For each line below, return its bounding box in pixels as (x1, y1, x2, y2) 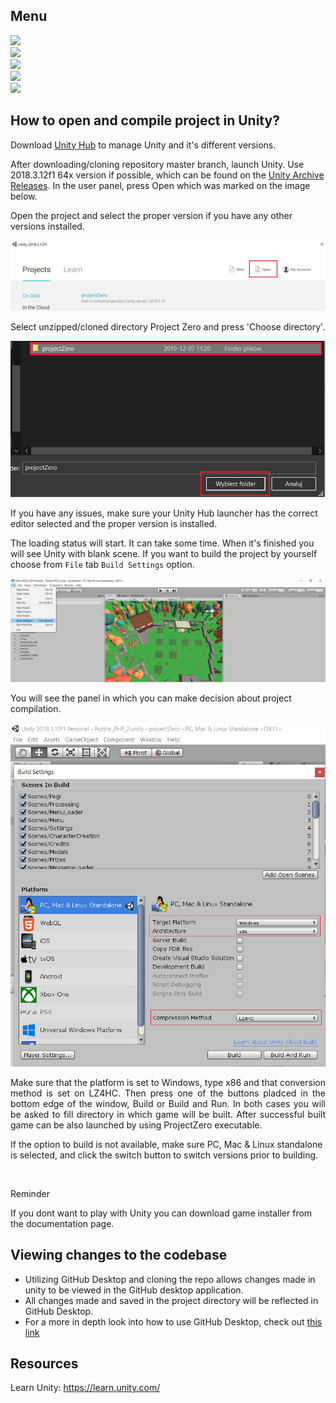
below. (10, 190, 38, 202)
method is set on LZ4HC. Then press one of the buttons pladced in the (10, 1087, 326, 1099)
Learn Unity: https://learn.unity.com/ (10, 1382, 161, 1394)
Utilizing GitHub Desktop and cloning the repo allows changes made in (24, 1273, 316, 1285)
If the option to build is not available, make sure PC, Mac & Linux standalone (10, 1138, 323, 1150)
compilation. (10, 702, 62, 714)
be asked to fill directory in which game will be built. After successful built (10, 1108, 326, 1120)
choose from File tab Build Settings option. (10, 559, 195, 571)
